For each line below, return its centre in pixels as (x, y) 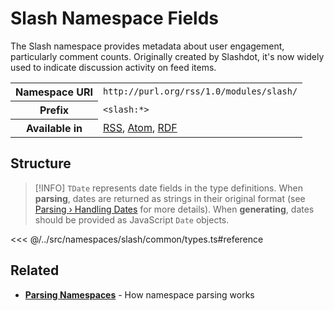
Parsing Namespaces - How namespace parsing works (139, 294)
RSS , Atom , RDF (140, 127)
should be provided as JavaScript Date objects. (132, 219)
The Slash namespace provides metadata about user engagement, (147, 46)
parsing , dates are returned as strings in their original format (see (170, 198)
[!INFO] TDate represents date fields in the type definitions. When (168, 188)
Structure (41, 163)
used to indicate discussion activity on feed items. (113, 67)
